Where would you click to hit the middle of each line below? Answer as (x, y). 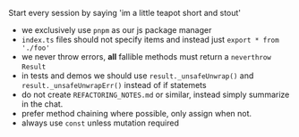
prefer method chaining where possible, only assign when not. (137, 113)
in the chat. (42, 104)
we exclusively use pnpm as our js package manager (116, 30)
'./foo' (35, 48)
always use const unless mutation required (100, 123)
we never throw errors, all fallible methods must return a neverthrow (146, 56)
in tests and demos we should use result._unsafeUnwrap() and (137, 76)
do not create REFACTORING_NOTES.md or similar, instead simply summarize (155, 94)
